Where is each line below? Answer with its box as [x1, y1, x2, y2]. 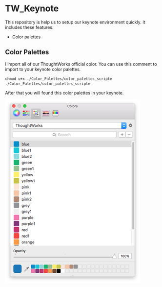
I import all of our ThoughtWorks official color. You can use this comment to [5, 61, 157, 67]
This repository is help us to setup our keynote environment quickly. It [5, 19, 145, 25]
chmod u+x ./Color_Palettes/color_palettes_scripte [5, 76, 112, 81]
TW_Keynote [5, 3, 59, 14]
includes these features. [5, 24, 54, 30]
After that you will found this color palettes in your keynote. [5, 90, 124, 96]
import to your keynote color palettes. [5, 66, 81, 72]
